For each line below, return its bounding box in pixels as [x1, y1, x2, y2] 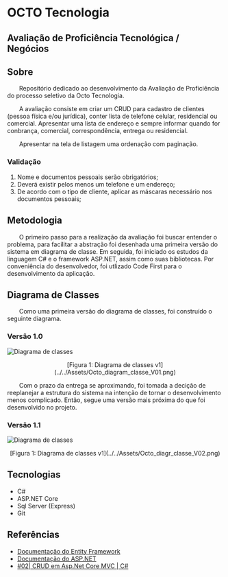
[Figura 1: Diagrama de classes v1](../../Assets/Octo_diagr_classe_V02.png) [10, 449, 220, 457]
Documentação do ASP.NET [16, 554, 97, 563]
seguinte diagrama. [7, 314, 62, 323]
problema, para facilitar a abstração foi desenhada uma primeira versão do [7, 240, 218, 248]
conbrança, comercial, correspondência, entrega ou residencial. [7, 127, 188, 135]
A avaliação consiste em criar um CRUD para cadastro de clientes [19, 105, 205, 113]
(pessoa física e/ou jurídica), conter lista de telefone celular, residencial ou [7, 112, 218, 121]
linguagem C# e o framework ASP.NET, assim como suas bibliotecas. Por [7, 255, 214, 263]
